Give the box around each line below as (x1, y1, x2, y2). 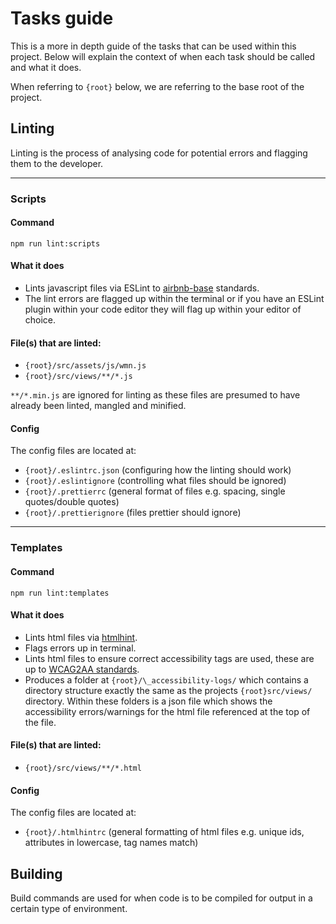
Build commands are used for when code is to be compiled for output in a (10, 892, 313, 904)
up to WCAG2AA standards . (24, 663, 140, 675)
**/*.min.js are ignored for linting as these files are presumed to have (10, 389, 301, 401)
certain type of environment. (10, 903, 128, 915)
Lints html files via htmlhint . (24, 631, 138, 643)
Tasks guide (10, 7, 114, 30)
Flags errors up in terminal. (24, 642, 137, 654)
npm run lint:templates (10, 588, 110, 598)
